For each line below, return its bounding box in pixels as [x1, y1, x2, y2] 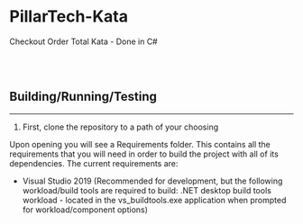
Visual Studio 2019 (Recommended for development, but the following [22, 175, 283, 186]
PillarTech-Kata [9, 6, 129, 27]
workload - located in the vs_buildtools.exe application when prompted [22, 194, 287, 205]
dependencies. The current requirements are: [9, 157, 179, 168]
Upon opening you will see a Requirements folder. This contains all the [9, 139, 271, 149]
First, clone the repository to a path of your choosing [22, 121, 219, 132]
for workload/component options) [22, 204, 149, 215]
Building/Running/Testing [9, 89, 158, 104]
